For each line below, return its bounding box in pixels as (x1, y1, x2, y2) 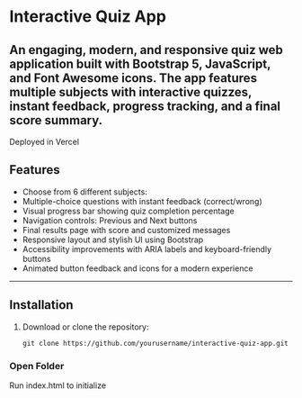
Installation (9, 297, 74, 312)
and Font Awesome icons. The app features (9, 70, 258, 86)
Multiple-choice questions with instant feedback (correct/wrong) (22, 195, 262, 206)
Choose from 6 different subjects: (22, 186, 148, 197)
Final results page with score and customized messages (22, 224, 231, 235)
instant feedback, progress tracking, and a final (9, 98, 281, 113)
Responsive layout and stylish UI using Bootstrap (22, 234, 204, 245)
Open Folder (9, 359, 65, 372)
